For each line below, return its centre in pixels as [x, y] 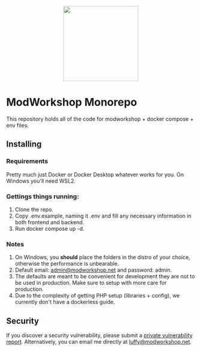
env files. [17, 125]
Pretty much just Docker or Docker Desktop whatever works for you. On [95, 174]
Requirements [27, 161]
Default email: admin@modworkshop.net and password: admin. [93, 270]
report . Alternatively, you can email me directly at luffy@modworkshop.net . [99, 342]
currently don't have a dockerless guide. [65, 302]
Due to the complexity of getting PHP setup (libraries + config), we [97, 296]
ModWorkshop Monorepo [72, 102]
